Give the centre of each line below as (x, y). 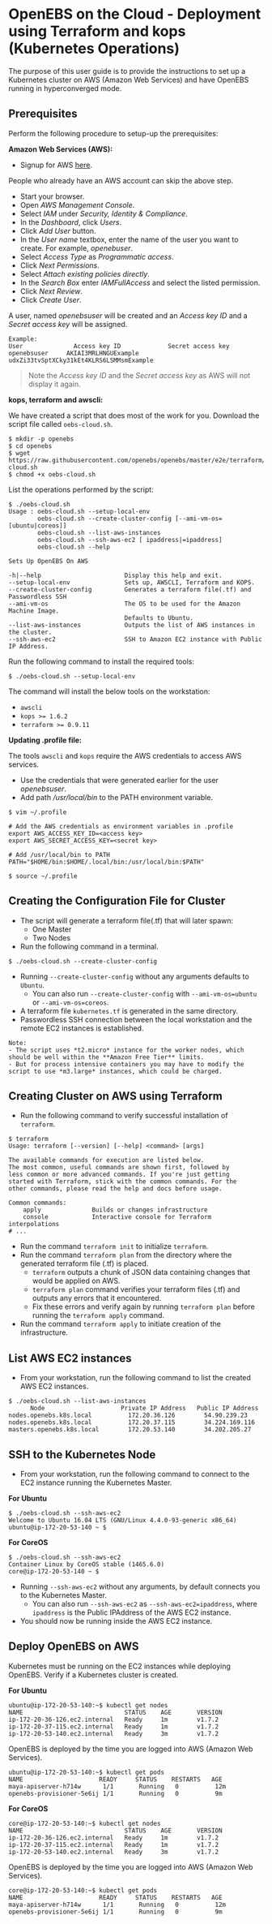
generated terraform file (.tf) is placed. (84, 1263)
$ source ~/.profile (43, 876)
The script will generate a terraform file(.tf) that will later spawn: (127, 920)
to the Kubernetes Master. (64, 1595)
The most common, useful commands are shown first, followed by (119, 1168)
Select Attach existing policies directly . (85, 273)
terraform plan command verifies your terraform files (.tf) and (136, 1289)
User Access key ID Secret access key (119, 346)
